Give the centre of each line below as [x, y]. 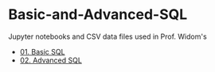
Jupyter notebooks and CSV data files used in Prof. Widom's [107, 36]
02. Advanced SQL [51, 60]
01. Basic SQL [42, 51]
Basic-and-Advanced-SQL [98, 15]
